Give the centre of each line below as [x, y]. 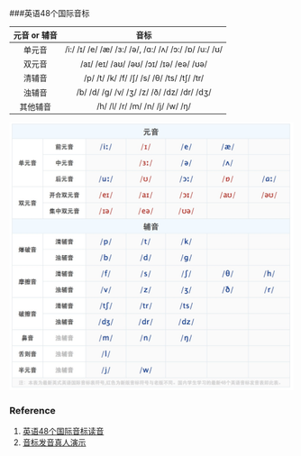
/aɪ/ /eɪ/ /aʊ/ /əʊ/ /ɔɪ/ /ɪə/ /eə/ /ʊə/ [144, 64]
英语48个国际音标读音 [63, 432]
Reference [32, 411]
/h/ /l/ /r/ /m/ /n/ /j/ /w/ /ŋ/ [144, 106]
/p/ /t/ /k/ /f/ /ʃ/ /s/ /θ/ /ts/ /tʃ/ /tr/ [144, 78]
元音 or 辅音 [35, 35]
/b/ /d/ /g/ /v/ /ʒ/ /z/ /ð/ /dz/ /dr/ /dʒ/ [144, 92]
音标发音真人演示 [54, 442]
